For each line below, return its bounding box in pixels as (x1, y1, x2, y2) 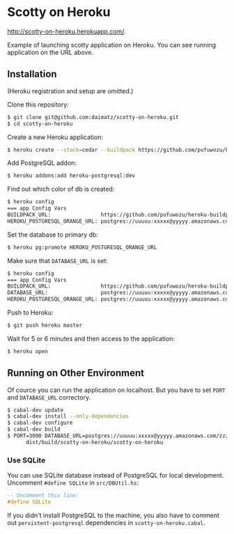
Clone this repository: (7, 100, 70, 109)
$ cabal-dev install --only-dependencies (7, 413, 130, 420)
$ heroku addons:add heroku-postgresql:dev (7, 172, 136, 180)
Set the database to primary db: (7, 230, 99, 239)
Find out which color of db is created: (7, 185, 115, 194)
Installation (7, 68, 57, 80)
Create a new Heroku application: (7, 133, 103, 141)
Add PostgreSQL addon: (7, 159, 77, 167)
